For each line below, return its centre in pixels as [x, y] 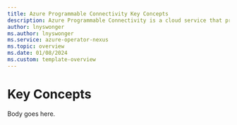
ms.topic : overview [36, 46]
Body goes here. [31, 114]
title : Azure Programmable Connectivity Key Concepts [88, 14]
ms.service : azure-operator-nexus [58, 40]
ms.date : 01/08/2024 [38, 53]
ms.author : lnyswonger [41, 33]
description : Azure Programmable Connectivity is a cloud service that [115, 20]
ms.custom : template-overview [52, 60]
